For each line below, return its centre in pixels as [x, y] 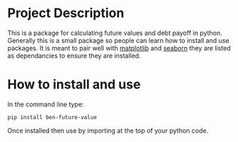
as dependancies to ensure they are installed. [74, 56]
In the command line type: [46, 104]
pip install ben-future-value [52, 117]
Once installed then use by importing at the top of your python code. [108, 131]
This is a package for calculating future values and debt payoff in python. [115, 33]
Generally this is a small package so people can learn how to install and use [118, 40]
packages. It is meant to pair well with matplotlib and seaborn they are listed [119, 48]
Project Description [66, 13]
